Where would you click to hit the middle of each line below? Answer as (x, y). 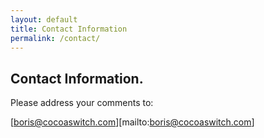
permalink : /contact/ (55, 38)
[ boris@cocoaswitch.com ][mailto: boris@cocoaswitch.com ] (132, 122)
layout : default (44, 19)
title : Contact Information (69, 29)
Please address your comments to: (82, 103)
